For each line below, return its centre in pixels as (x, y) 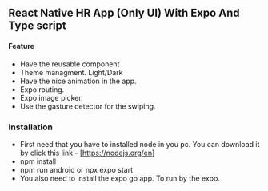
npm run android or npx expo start (76, 169)
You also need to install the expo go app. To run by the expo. (120, 178)
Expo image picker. (51, 97)
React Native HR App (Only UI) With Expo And (124, 13)
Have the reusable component (70, 64)
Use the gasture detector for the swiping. (88, 106)
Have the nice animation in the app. (78, 81)
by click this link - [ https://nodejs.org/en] (87, 153)
